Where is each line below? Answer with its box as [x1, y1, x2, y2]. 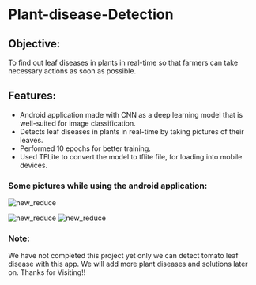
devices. [19, 160, 48, 170]
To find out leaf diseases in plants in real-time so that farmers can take [8, 58, 239, 67]
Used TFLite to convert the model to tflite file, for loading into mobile [19, 152, 243, 161]
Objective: [8, 37, 61, 51]
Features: [8, 89, 57, 103]
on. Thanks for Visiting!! [8, 268, 86, 277]
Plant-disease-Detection [8, 6, 174, 24]
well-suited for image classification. [19, 118, 136, 128]
